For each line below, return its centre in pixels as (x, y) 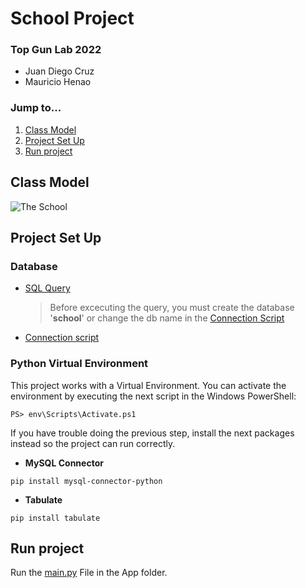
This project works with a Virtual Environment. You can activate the (148, 385)
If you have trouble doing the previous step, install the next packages (152, 433)
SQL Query (47, 288)
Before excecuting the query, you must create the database (172, 308)
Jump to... (36, 108)
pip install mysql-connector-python (86, 481)
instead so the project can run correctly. (93, 443)
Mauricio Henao (58, 82)
